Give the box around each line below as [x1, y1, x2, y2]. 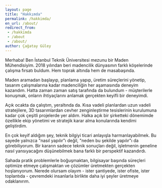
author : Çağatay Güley [5, 44, 51, 48]
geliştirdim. [5, 123, 28, 129]
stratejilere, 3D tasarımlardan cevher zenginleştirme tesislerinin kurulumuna [5, 107, 157, 113]
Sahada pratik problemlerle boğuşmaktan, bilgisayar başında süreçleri [5, 157, 145, 163]
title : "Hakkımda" [5, 12, 42, 17]
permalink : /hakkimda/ [5, 16, 51, 21]
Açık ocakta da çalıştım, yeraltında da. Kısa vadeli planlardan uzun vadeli [5, 102, 151, 108]
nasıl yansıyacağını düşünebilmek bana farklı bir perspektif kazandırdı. [5, 148, 146, 154]
